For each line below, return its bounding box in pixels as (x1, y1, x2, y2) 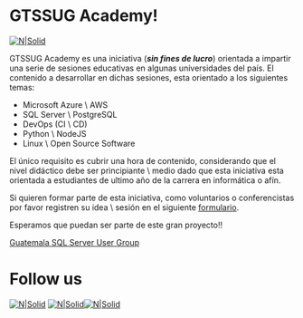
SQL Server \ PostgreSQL (22, 109, 118, 120)
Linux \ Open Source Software (22, 138, 136, 149)
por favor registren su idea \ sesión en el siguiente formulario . (9, 201, 240, 213)
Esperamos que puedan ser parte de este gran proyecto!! (9, 219, 223, 230)
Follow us (9, 269, 83, 290)
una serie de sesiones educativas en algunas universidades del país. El (9, 63, 274, 73)
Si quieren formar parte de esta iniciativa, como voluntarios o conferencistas (9, 192, 295, 203)
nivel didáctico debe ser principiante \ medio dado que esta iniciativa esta (9, 165, 285, 176)
